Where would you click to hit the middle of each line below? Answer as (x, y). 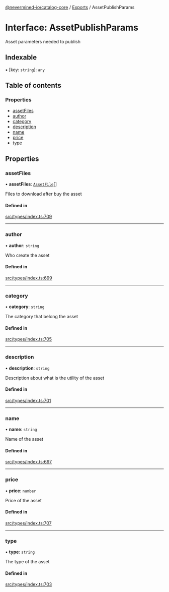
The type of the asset (27, 562)
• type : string (20, 552)
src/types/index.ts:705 (28, 339)
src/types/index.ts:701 (28, 400)
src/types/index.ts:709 (29, 217)
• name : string (21, 429)
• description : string (27, 368)
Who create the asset (27, 255)
